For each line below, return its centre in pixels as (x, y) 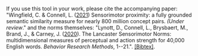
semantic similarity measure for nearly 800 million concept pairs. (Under (95, 21)
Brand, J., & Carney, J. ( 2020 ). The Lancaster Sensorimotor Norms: (89, 34)
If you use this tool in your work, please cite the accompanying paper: (92, 9)
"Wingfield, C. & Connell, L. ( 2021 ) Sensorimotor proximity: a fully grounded (99, 15)
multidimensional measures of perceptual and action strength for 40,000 (95, 40)
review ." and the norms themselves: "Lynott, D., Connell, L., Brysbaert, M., (97, 27)
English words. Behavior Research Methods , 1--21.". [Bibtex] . (81, 46)
